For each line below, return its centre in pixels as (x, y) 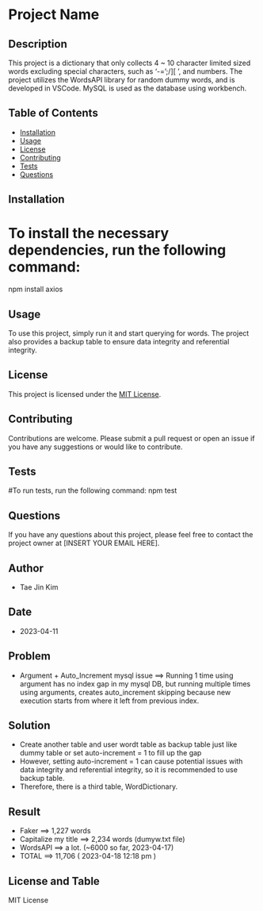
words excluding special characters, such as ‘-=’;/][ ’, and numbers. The (126, 71)
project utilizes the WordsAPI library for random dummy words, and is (122, 80)
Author (26, 568)
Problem (30, 656)
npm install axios (36, 289)
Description (38, 44)
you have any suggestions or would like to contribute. (95, 447)
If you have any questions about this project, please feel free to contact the (131, 535)
